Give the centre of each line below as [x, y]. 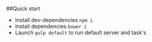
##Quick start [23, 9]
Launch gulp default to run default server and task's [81, 33]
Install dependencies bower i [51, 26]
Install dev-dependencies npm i [54, 20]
